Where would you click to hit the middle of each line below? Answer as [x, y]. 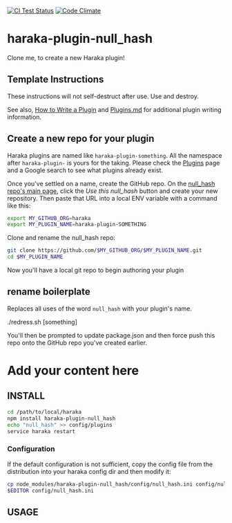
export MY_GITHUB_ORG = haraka [49, 218]
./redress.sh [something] [42, 322]
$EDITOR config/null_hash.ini [51, 490]
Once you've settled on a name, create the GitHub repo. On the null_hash [111, 183]
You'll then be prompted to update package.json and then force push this [111, 335]
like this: [19, 205]
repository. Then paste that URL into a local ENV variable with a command [112, 198]
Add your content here [73, 371]
